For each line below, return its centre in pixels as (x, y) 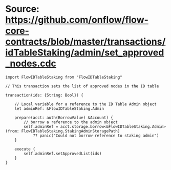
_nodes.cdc (31, 63)
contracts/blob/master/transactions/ (85, 42)
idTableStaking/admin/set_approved (85, 53)
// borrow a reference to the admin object (71, 122)
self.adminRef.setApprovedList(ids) (63, 154)
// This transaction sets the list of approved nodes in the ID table (82, 86)
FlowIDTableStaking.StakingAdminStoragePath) (71, 131)
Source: (23, 9)
